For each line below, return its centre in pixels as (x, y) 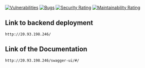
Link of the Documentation (46, 49)
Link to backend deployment (49, 23)
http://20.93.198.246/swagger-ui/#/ (42, 60)
